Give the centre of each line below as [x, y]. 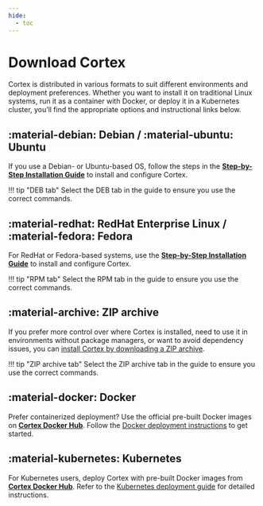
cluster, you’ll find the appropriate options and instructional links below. [125, 110]
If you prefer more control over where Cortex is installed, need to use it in [128, 332]
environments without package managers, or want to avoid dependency [126, 340]
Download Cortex [67, 62]
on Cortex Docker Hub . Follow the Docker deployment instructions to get [128, 425]
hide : [17, 16]
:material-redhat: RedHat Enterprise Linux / [118, 224]
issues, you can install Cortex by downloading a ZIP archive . [106, 348]
